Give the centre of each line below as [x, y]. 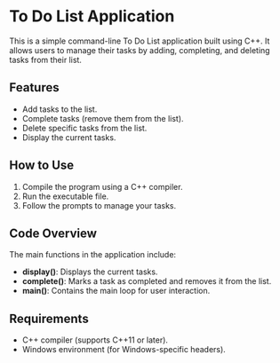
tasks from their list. [46, 59]
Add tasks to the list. [60, 109]
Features [34, 87]
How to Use [42, 166]
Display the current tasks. [69, 137]
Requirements [49, 318]
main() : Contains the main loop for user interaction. [116, 291]
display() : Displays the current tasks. [90, 272]
